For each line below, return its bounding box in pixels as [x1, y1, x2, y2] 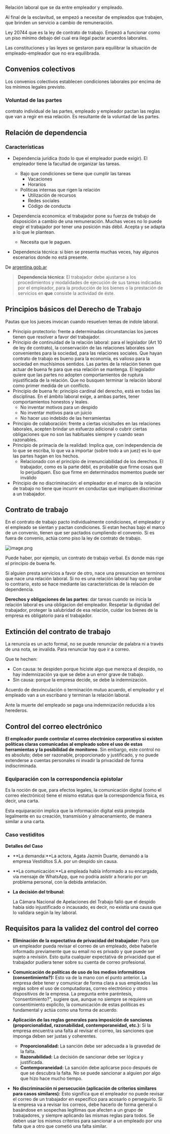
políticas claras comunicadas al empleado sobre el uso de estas [5, 741, 143, 747]
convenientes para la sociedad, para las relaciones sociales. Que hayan [12, 350, 162, 356]
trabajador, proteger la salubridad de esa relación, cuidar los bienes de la [5, 607, 158, 613]
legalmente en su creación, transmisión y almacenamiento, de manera [5, 813, 152, 819]
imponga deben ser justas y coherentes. [12, 1033, 97, 1039]
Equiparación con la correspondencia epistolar [5, 775, 123, 782]
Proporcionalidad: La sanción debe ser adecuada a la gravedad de [20, 1043, 161, 1049]
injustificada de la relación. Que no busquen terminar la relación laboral [12, 377, 162, 383]
